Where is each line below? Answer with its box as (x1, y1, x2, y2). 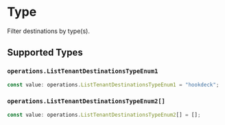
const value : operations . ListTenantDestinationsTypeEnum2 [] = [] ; (7, 111, 201, 118)
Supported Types (7, 47, 84, 58)
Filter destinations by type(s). (7, 27, 91, 35)
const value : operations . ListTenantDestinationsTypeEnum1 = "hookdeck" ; (7, 81, 220, 88)
